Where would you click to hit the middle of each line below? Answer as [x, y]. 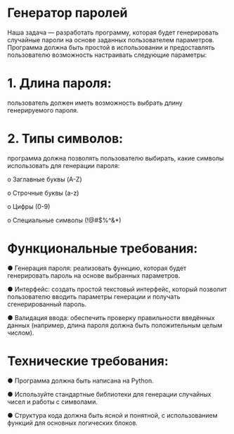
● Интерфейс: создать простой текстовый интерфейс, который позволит [117, 289]
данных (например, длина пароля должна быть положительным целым [115, 325]
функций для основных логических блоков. [73, 423]
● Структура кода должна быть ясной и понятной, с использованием [112, 415]
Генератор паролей [67, 13]
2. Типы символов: [65, 139]
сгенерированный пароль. [47, 304]
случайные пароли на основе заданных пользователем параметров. [111, 39]
